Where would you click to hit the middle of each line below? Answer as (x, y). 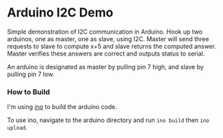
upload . (17, 128)
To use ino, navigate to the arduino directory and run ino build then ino (108, 120)
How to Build (28, 92)
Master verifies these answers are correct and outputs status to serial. (106, 54)
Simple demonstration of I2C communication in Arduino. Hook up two (105, 32)
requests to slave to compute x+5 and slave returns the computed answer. (112, 46)
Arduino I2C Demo (60, 13)
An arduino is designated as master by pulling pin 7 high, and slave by (105, 67)
